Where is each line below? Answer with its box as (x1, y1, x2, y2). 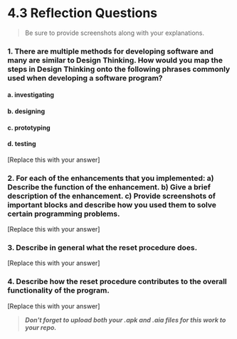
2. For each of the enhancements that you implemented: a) (7, 173, 214, 183)
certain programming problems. (7, 209, 120, 219)
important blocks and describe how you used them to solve (7, 199, 217, 209)
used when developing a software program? (7, 73, 163, 83)
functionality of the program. (7, 286, 110, 296)
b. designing (7, 107, 46, 115)
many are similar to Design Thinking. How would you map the (7, 55, 223, 65)
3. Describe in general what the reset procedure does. (7, 243, 198, 253)
